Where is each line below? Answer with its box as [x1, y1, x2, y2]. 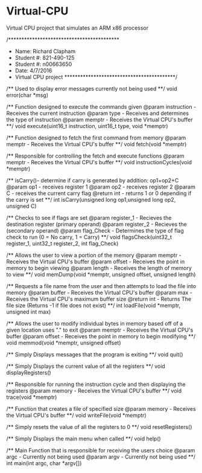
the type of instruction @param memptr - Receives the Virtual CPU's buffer [6, 116, 193, 123]
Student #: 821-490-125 [14, 54, 75, 61]
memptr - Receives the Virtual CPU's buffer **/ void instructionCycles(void [6, 158, 192, 166]
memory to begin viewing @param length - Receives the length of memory [6, 264, 192, 271]
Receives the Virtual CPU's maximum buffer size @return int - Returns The [6, 295, 192, 303]
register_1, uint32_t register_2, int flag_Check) [6, 240, 119, 247]
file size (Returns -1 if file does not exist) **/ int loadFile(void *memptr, [6, 301, 181, 309]
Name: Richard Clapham [14, 47, 76, 55]
